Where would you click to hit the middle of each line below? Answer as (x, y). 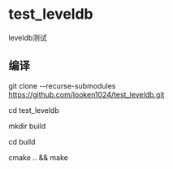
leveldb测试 (28, 37)
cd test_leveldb (34, 110)
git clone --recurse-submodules (62, 85)
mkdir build (27, 126)
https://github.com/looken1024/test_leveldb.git (86, 94)
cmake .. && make (39, 157)
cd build (22, 141)
